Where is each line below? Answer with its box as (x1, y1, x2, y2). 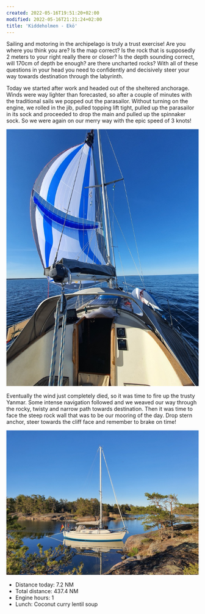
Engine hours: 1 (15, 594, 54, 602)
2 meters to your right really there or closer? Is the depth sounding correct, (6, 53, 195, 61)
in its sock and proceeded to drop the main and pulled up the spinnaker (6, 111, 186, 118)
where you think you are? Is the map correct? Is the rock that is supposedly (6, 46, 195, 54)
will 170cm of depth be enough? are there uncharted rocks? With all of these (6, 60, 198, 67)
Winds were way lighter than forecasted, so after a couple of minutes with (6, 91, 192, 98)
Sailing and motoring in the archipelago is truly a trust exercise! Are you (6, 40, 186, 48)
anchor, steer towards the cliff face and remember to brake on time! (6, 418, 177, 426)
